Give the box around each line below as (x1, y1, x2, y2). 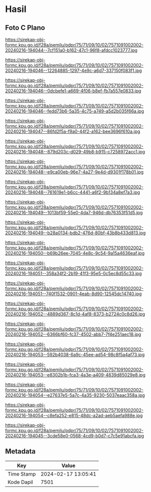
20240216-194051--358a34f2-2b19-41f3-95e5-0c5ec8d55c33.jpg (5, 271, 142, 276)
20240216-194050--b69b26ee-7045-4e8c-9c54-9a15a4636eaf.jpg (5, 250, 145, 256)
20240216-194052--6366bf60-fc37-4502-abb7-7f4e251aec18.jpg (5, 331, 142, 337)
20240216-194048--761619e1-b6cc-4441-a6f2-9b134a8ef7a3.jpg (5, 189, 140, 195)
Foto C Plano (5, 23, 45, 32)
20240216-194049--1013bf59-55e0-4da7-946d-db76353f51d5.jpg (5, 210, 143, 215)
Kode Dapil (7, 479, 33, 486)
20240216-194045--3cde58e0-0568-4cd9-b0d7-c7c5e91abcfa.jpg (5, 433, 144, 439)
